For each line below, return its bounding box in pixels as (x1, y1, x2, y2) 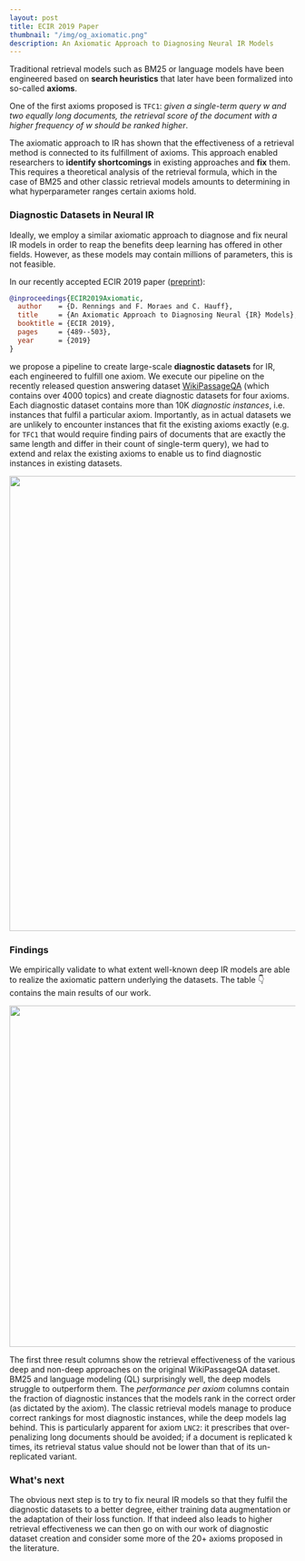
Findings (9, 943, 49, 956)
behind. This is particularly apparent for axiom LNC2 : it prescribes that (9, 1422, 268, 1433)
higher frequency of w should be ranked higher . (9, 120, 189, 131)
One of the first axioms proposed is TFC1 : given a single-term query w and (9, 101, 287, 112)
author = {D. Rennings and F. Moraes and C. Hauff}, (17, 302, 233, 311)
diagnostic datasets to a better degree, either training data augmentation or (9, 1504, 291, 1515)
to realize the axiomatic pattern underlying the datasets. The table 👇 (9, 974, 265, 985)
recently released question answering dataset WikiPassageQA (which (9, 380, 270, 391)
